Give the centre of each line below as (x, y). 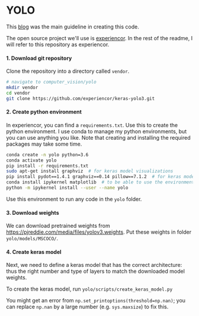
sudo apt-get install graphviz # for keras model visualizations (90, 171)
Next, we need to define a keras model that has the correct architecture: (94, 265)
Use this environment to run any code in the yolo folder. (74, 199)
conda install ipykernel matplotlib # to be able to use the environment (100, 182)
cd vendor (18, 93)
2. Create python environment (44, 112)
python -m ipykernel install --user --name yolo (67, 188)
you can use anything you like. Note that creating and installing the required (98, 137)
